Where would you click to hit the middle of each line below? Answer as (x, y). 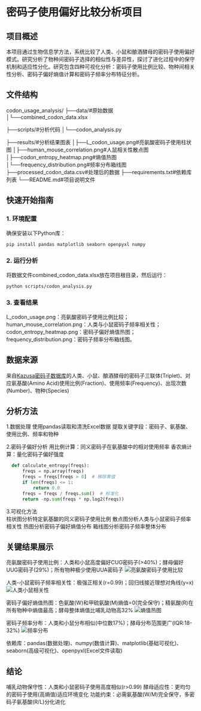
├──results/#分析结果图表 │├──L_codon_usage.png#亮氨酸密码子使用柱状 (99, 142)
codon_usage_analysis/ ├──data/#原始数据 (60, 110)
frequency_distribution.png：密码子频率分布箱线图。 (71, 339)
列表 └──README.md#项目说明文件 (51, 180)
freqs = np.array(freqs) (53, 471)
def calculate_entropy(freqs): (51, 466)
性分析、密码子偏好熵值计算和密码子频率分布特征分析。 (74, 74)
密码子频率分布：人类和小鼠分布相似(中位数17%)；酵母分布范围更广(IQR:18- (99, 623)
